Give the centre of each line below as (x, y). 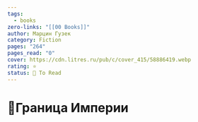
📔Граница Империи (68, 108)
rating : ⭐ (22, 66)
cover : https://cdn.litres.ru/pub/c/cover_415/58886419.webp (99, 60)
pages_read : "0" (31, 54)
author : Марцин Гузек (39, 33)
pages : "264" (27, 47)
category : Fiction (34, 40)
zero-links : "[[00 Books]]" (49, 27)
